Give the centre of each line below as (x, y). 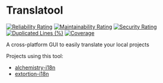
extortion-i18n (32, 74)
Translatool (35, 10)
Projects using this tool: (35, 56)
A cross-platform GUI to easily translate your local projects (78, 44)
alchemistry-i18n (35, 67)
